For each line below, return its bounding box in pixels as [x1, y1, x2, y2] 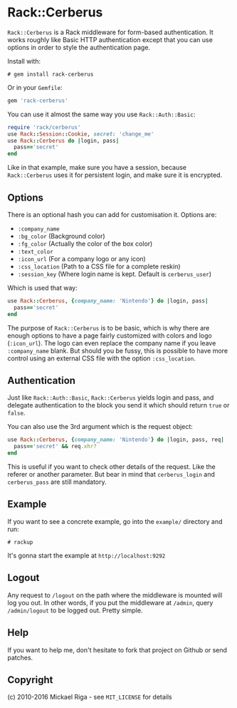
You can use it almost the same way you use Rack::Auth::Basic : [7, 110, 196, 118]
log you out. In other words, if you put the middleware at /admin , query [7, 598, 214, 607]
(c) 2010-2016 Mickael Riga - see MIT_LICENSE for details [7, 693, 172, 702]
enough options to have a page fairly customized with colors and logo [7, 331, 212, 340]
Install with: [7, 56, 41, 65]
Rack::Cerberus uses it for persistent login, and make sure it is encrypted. [7, 171, 223, 179]
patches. [7, 653, 33, 662]
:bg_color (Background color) [17, 232, 105, 240]
